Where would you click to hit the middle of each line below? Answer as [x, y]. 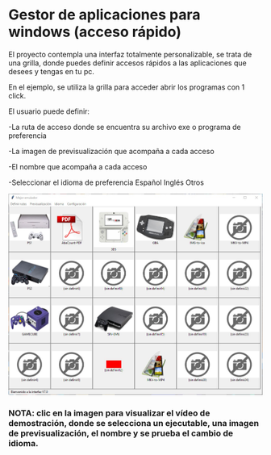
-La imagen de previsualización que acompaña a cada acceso [112, 151]
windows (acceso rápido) [95, 32]
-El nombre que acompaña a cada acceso [78, 166]
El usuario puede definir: [49, 111]
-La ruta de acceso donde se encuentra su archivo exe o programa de [125, 127]
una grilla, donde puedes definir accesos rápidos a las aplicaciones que [128, 63]
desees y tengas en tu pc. [52, 71]
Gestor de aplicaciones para [104, 15]
